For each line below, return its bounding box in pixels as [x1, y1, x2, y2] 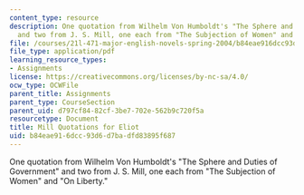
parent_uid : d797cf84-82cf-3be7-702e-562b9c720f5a [9, 106, 204, 115]
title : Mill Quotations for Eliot [9, 123, 140, 132]
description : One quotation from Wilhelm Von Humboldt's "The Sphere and [9, 22, 294, 31]
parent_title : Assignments [9, 89, 111, 98]
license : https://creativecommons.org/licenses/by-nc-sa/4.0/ [9, 73, 249, 82]
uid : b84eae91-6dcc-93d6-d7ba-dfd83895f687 [9, 132, 176, 141]
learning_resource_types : [9, 55, 107, 64]
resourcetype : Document [9, 114, 100, 123]
